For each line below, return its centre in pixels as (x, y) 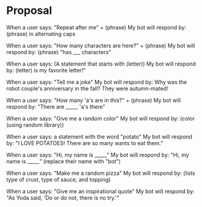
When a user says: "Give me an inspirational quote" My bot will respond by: (101, 191)
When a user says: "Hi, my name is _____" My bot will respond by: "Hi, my (98, 155)
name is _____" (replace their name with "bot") (64, 161)
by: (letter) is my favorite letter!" (46, 70)
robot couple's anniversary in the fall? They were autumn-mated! (87, 88)
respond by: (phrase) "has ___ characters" (59, 52)
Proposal (29, 11)
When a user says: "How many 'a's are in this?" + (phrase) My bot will (93, 100)
